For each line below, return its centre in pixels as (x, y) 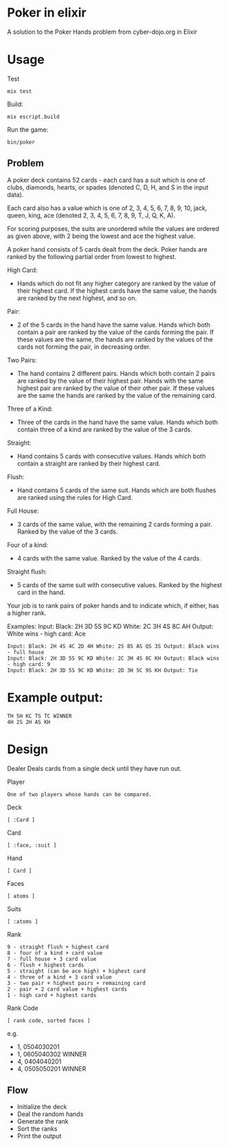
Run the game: (28, 130)
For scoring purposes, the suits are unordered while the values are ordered (113, 228)
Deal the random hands (50, 1114)
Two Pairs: (22, 360)
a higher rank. (27, 613)
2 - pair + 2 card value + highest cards (67, 989)
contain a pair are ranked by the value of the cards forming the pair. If (115, 332)
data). (15, 194)
